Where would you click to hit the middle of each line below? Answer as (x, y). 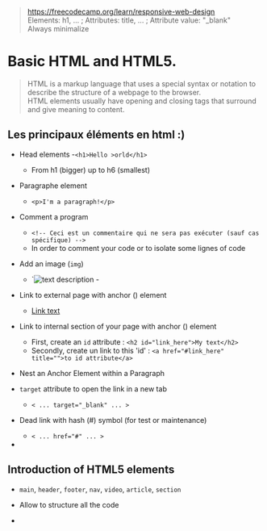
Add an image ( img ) (51, 263)
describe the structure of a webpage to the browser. (114, 92)
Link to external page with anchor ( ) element (93, 295)
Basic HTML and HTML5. (92, 62)
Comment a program (54, 216)
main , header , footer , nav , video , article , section (100, 489)
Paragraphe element (53, 186)
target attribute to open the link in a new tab (93, 389)
